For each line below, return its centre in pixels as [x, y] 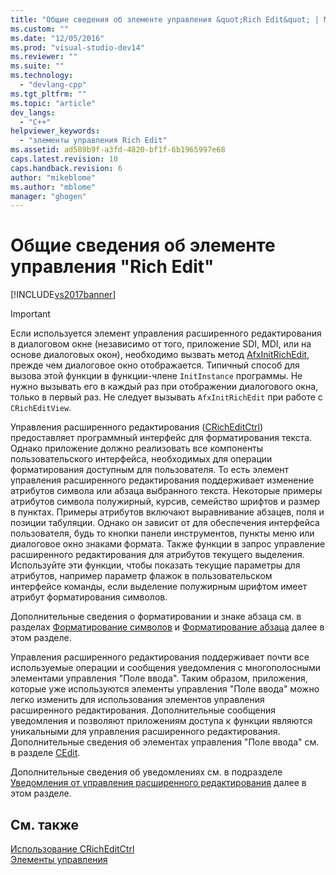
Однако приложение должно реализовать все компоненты [137, 448]
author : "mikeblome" [53, 177]
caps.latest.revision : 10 [64, 159]
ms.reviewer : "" [44, 57]
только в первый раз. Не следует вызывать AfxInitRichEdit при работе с [166, 397]
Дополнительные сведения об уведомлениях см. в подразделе [146, 772]
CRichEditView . [41, 408]
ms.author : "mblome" [53, 187]
